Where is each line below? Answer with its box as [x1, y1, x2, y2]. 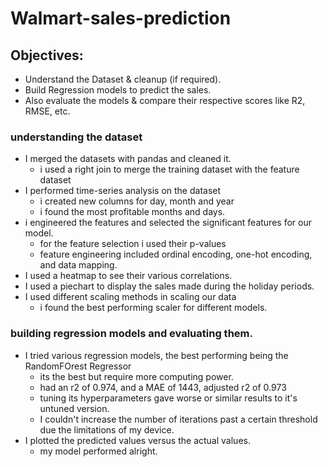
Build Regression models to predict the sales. [24, 84, 212, 96]
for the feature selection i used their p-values [39, 238, 227, 250]
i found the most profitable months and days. [39, 206, 226, 218]
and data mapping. [39, 259, 118, 271]
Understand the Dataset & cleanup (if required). [24, 73, 222, 85]
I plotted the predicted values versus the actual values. [24, 434, 251, 446]
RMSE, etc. [24, 105, 71, 117]
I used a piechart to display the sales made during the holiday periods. [24, 280, 315, 292]
